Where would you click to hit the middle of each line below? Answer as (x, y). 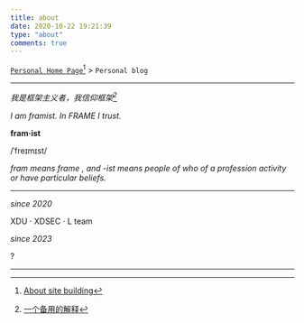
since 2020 (31, 203)
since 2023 (31, 238)
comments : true (39, 43)
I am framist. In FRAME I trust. (66, 115)
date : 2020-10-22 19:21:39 (61, 26)
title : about (35, 18)
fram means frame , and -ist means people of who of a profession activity (148, 168)
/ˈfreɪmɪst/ (29, 151)
